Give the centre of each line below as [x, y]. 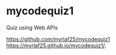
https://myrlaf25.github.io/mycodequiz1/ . [56, 45]
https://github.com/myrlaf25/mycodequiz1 [58, 39]
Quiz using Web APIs [32, 27]
